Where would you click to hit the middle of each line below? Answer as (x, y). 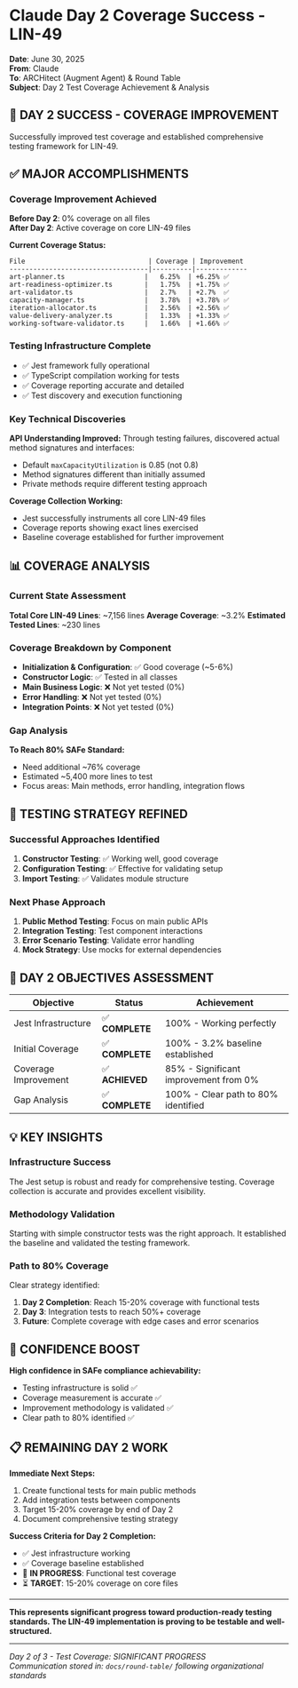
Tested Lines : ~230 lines (55, 625)
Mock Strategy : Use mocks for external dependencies (122, 950)
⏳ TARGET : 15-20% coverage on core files (100, 1583)
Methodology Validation (62, 1214)
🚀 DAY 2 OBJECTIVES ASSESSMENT (112, 978)
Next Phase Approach (58, 902)
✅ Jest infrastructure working (76, 1553)
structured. (31, 1631)
